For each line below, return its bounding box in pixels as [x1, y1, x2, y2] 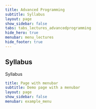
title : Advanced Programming [5, 7, 65, 12]
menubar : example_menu [5, 99, 52, 104]
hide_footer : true [5, 40, 43, 45]
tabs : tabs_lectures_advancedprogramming [5, 26, 92, 31]
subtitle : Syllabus [5, 12, 45, 17]
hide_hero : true [5, 30, 38, 35]
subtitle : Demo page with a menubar [5, 85, 80, 90]
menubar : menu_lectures [5, 35, 54, 40]
